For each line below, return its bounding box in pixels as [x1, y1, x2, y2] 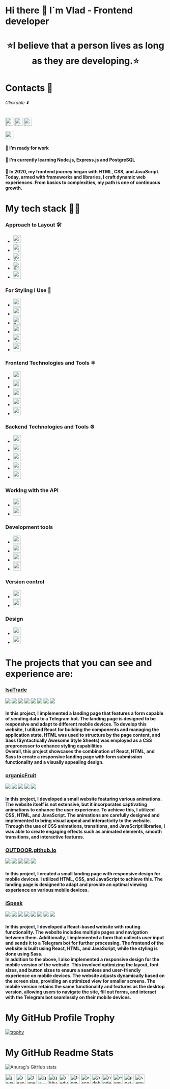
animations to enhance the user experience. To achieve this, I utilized [5, 807, 155, 813]
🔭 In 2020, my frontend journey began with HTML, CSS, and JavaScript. [5, 168, 160, 174]
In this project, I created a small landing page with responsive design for [5, 870, 161, 876]
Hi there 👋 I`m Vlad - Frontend [5, 5, 133, 16]
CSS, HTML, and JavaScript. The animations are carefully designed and [5, 812, 160, 819]
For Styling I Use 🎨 [5, 286, 51, 293]
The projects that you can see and [5, 657, 152, 669]
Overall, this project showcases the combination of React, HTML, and [5, 748, 155, 755]
